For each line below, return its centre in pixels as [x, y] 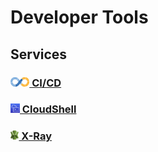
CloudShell [49, 109]
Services [39, 54]
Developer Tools [79, 17]
